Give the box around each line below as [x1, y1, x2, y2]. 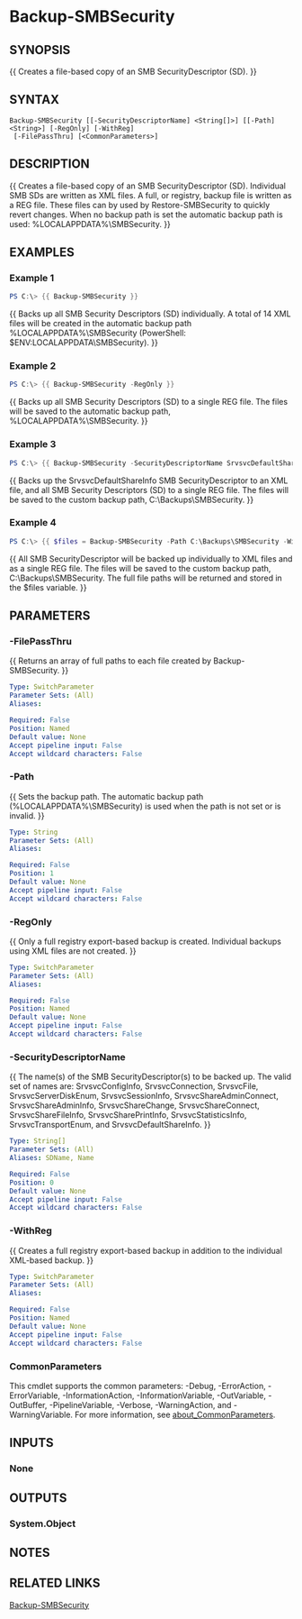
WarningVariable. [9, 1409, 74, 1420]
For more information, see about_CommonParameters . [75, 1409, 276, 1420]
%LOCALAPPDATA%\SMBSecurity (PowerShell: [9, 327, 187, 339]
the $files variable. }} [9, 581, 87, 592]
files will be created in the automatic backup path [9, 318, 192, 329]
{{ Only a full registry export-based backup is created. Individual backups [9, 936, 281, 947]
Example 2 [9, 360, 57, 372]
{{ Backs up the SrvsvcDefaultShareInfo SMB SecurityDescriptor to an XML [9, 475, 289, 486]
